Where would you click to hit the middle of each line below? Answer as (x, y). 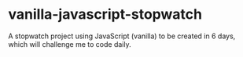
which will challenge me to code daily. (70, 44)
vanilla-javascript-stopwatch (105, 14)
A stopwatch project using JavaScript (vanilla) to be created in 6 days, (122, 36)
